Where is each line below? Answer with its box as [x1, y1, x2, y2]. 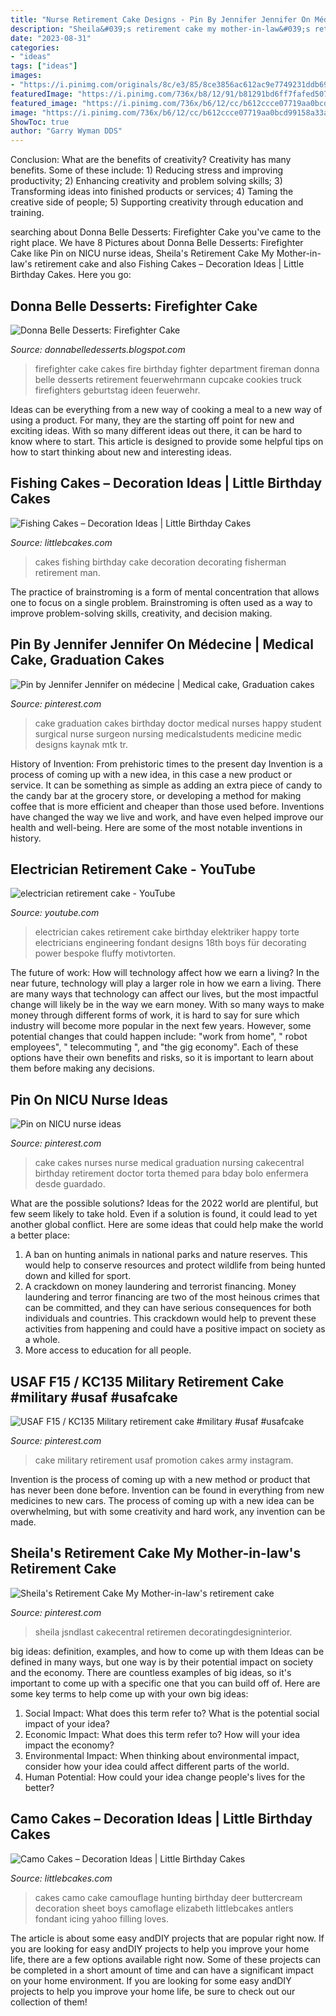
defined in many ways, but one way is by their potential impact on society [10, 1656, 314, 1668]
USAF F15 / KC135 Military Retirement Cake [10, 1373, 285, 1390]
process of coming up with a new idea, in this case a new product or [10, 768, 293, 780]
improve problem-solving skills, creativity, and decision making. [10, 607, 273, 619]
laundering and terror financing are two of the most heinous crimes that [24, 1291, 320, 1303]
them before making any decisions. [10, 1062, 155, 1075]
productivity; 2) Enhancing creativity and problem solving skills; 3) [10, 175, 283, 187]
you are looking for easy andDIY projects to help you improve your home [10, 1942, 310, 1955]
